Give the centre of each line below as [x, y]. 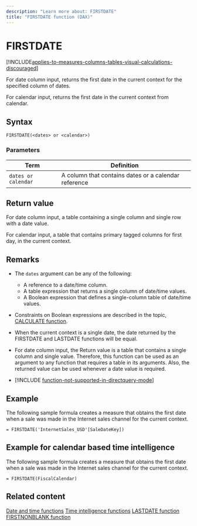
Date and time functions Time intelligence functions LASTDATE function [93, 511]
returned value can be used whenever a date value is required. [90, 369]
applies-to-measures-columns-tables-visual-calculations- [102, 62]
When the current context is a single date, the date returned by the [95, 333]
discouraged [21, 69]
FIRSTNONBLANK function [38, 517]
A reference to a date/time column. [65, 285]
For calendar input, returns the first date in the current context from [87, 97]
